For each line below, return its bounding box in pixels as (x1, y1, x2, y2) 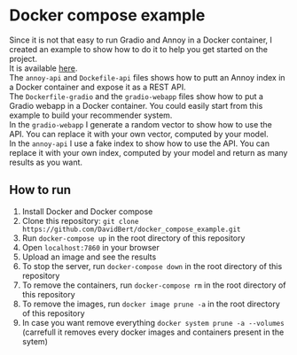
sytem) (21, 336, 49, 346)
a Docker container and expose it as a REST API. (9, 81, 186, 92)
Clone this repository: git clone (21, 215, 139, 226)
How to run (9, 182, 72, 197)
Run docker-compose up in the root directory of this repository (21, 232, 246, 243)
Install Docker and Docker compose (21, 205, 153, 217)
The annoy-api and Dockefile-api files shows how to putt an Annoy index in (9, 72, 285, 82)
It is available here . (9, 63, 78, 73)
